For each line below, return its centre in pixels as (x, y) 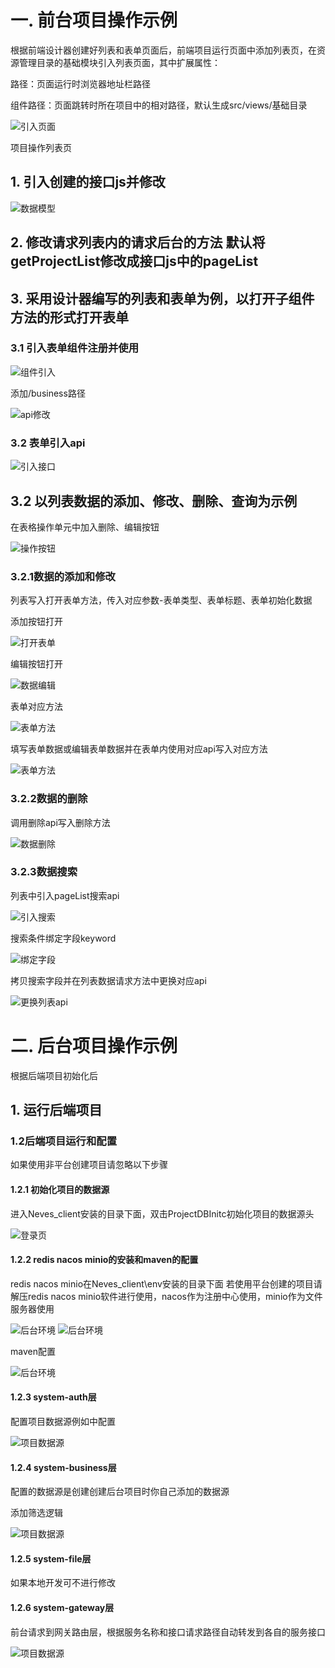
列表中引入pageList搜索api (65, 895)
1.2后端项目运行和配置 (64, 1141)
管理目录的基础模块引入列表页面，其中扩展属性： (119, 62)
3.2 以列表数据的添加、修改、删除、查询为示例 (154, 501)
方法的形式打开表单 (69, 317)
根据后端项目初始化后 (54, 1075)
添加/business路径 (48, 393)
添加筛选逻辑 (36, 1513)
